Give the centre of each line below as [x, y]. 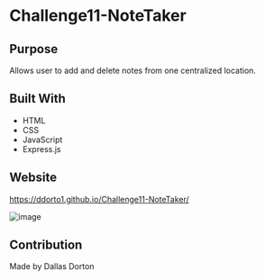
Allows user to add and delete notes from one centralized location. [133, 70]
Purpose [34, 49]
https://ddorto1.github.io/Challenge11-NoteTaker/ [99, 199]
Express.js [41, 149]
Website [33, 178]
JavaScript [42, 140]
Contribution [46, 245]
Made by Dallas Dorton [52, 266]
